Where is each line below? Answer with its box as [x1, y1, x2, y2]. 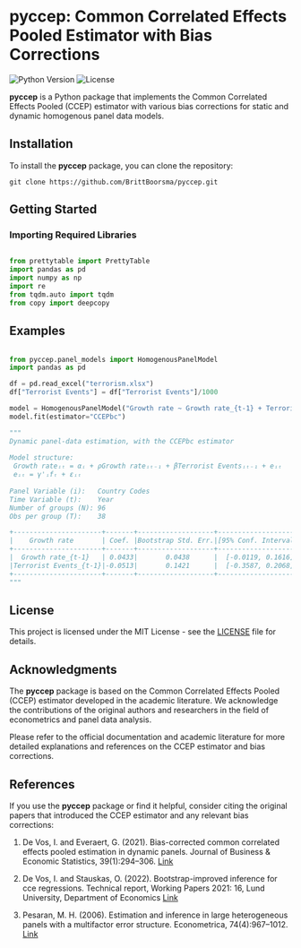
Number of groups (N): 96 [9, 504, 106, 513]
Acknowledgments [9, 661, 118, 677]
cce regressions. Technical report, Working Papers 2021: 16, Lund [21, 883, 266, 893]
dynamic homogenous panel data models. [9, 110, 165, 121]
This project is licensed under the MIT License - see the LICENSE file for [9, 626, 276, 637]
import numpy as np [9, 273, 82, 283]
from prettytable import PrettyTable [9, 257, 150, 266]
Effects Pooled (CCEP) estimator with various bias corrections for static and [9, 100, 289, 111]
